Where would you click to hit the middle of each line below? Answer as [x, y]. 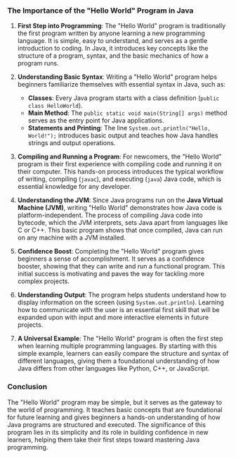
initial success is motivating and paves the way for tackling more [111, 274]
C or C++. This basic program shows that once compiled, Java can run [120, 230]
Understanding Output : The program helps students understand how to [122, 295]
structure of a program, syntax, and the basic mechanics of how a [113, 56]
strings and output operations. [72, 143]
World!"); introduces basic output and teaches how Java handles [123, 135]
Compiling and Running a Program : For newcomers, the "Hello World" [120, 156]
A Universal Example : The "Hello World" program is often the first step [120, 339]
